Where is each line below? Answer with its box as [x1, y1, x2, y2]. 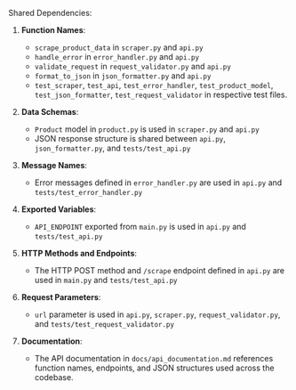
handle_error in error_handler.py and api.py [34, 52, 200, 61]
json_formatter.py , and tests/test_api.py [34, 142, 191, 153]
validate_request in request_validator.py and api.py [34, 61, 232, 71]
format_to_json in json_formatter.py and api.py [34, 70, 212, 81]
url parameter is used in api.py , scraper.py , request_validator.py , [34, 309, 281, 320]
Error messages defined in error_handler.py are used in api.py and [34, 177, 283, 188]
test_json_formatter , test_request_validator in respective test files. [34, 89, 288, 100]
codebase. [34, 372, 74, 382]
